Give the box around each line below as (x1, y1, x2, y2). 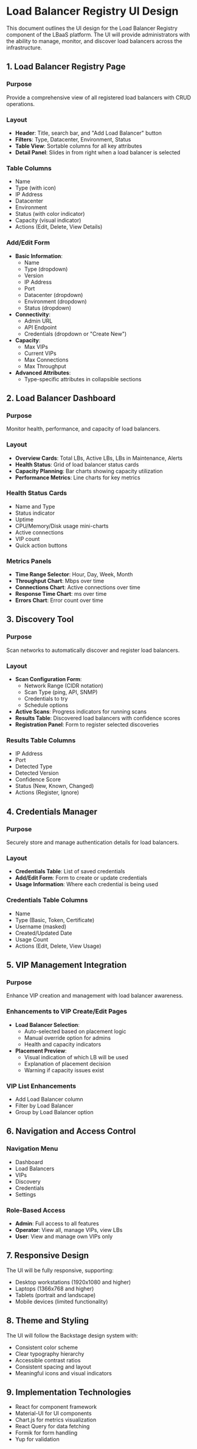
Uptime (15, 515, 34, 523)
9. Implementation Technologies (6, 1387, 131, 1397)
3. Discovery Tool (6, 614, 74, 624)
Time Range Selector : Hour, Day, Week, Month (15, 571, 133, 578)
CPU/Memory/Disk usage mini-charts (15, 522, 109, 529)
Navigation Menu (6, 1145, 58, 1153)
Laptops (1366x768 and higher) (15, 1285, 94, 1292)
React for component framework (15, 1403, 97, 1411)
